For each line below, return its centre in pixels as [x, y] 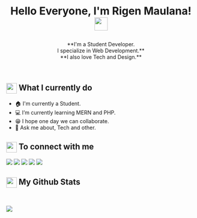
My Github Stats [49, 182]
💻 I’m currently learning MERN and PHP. [65, 113]
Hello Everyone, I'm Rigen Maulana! [101, 11]
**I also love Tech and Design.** [101, 57]
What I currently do [55, 87]
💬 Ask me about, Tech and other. [55, 128]
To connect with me [56, 146]
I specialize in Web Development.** [101, 51]
